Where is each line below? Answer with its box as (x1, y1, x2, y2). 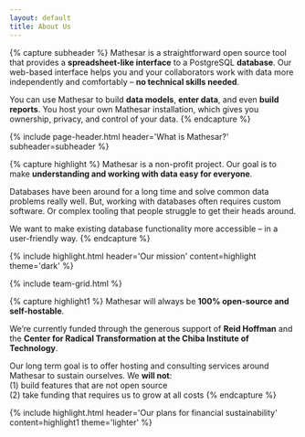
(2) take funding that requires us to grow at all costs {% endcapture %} (9, 389, 277, 400)
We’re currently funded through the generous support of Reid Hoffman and (9, 323, 293, 334)
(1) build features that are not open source (9, 379, 168, 390)
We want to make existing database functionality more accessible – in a (9, 223, 279, 234)
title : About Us (9, 22, 71, 31)
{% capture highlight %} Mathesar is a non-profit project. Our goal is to (9, 158, 277, 169)
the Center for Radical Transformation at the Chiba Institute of (9, 333, 249, 344)
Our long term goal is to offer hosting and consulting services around (9, 360, 269, 371)
